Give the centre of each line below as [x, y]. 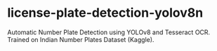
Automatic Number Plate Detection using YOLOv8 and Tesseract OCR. [109, 32]
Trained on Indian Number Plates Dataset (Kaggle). [81, 39]
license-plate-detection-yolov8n [105, 13]
